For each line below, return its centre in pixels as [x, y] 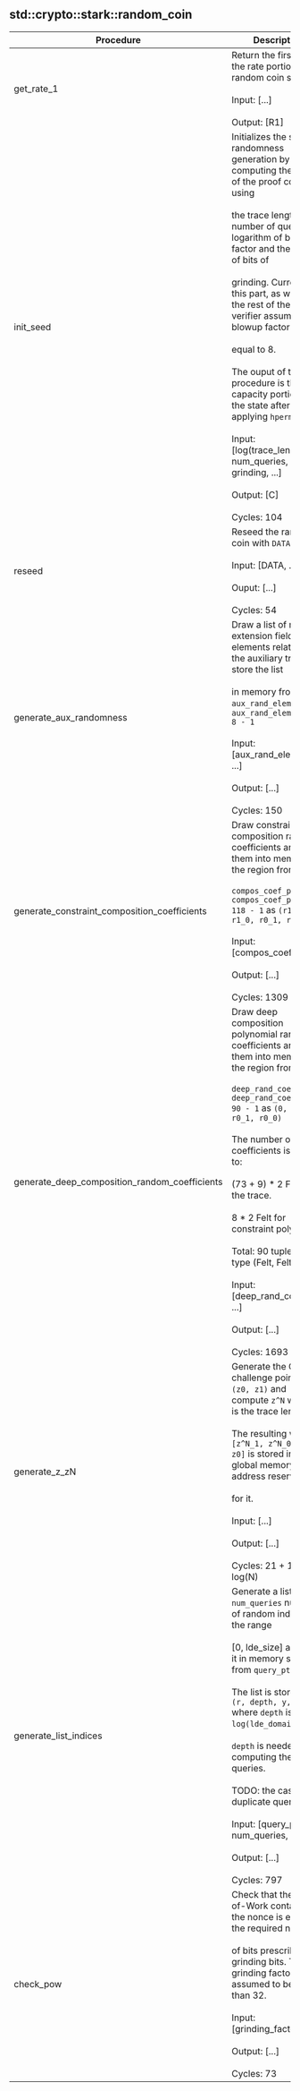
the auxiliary [257, 658]
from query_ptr [263, 1669]
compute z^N [258, 1400]
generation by [261, 158]
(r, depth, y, [262, 1702]
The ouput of [259, 371]
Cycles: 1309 [260, 997]
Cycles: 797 [257, 1880]
